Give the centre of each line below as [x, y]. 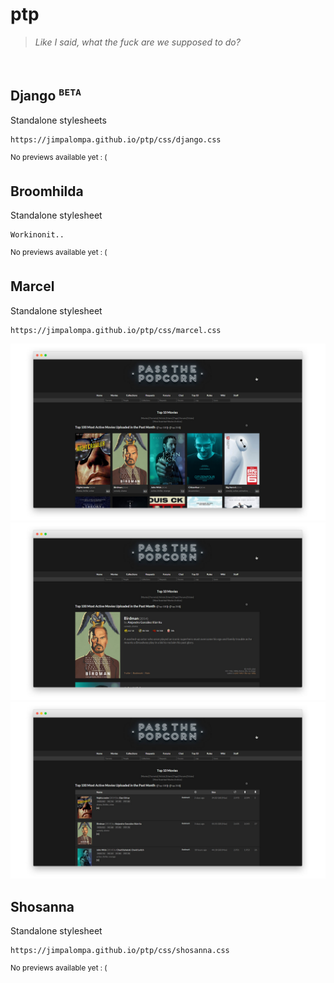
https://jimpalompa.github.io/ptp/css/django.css [116, 139]
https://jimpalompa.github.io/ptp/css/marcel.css [116, 330]
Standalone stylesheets [58, 120]
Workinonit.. [37, 235]
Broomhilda [47, 191]
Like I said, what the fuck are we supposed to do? [137, 42]
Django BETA [46, 95]
